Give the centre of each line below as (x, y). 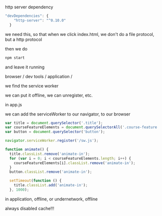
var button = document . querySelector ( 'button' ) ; (55, 132)
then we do (16, 49)
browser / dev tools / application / (39, 76)
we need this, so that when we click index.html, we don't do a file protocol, (80, 34)
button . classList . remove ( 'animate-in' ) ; (51, 172)
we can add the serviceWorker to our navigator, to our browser (68, 114)
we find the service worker (32, 86)
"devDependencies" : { (27, 16)
